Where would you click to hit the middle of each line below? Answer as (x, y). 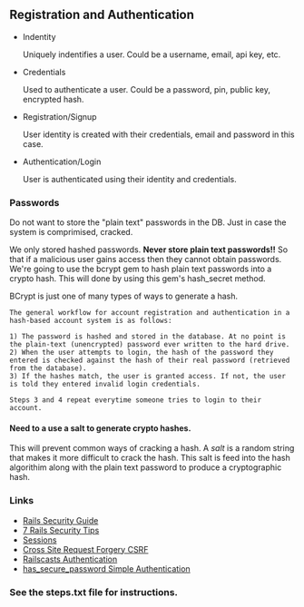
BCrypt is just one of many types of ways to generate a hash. (124, 296)
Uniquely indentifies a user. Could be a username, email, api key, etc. (152, 54)
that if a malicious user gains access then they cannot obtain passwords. (146, 259)
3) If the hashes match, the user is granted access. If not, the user (147, 377)
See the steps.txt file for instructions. (94, 592)
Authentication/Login (62, 162)
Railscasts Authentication (70, 559)
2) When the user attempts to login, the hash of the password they (142, 353)
